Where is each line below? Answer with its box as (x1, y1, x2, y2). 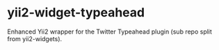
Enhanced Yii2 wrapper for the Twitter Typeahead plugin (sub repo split (7, 27, 212, 36)
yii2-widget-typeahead (7, 5, 145, 21)
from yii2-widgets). (7, 34, 63, 42)
